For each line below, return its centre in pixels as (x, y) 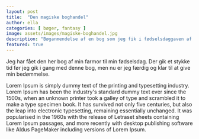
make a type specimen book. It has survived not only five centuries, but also (99, 104)
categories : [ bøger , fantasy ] (46, 28)
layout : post (22, 12)
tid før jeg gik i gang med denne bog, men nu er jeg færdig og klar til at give (98, 67)
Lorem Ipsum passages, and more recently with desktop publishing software (99, 123)
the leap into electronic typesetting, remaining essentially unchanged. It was (99, 111)
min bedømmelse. (28, 74)
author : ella (22, 22)
